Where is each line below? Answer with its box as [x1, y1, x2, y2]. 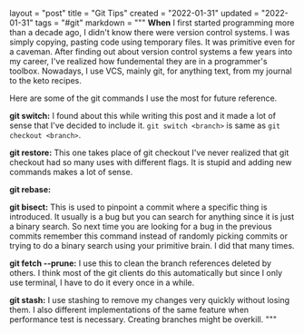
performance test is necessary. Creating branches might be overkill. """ [9, 314, 277, 325]
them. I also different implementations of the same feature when [9, 304, 250, 315]
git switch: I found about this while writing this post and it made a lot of [9, 111, 277, 121]
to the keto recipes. [9, 75, 82, 85]
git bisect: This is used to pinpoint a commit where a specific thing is [9, 201, 268, 212]
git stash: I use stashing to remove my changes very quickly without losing [9, 295, 290, 305]
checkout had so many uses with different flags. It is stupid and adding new [9, 157, 292, 167]
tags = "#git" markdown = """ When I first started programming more [34, 17, 295, 28]
